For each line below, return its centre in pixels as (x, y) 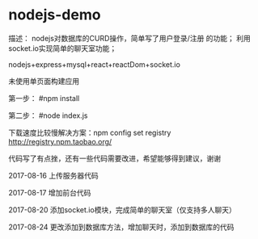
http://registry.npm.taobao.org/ (60, 141)
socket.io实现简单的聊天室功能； (63, 48)
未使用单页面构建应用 (44, 81)
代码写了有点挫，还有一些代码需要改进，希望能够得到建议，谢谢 (114, 158)
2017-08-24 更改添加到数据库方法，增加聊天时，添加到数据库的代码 (121, 227)
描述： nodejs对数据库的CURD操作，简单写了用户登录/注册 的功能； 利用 (129, 38)
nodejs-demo (55, 15)
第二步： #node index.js (48, 115)
